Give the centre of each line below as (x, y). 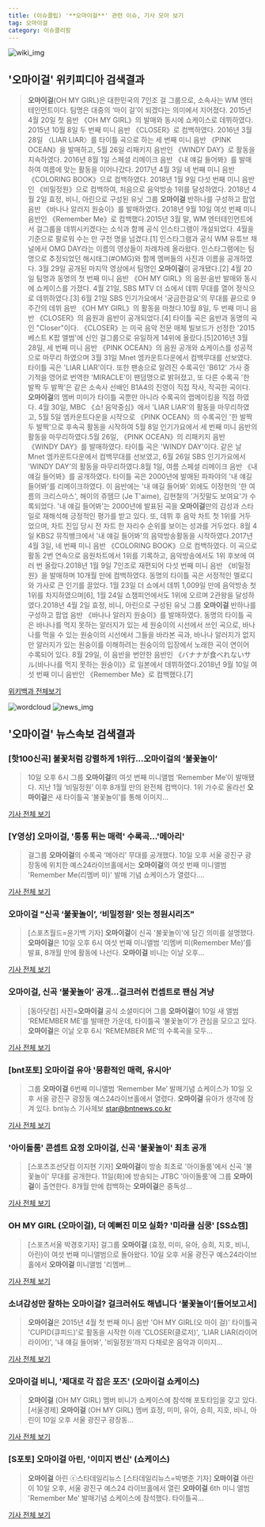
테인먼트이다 (47, 110)
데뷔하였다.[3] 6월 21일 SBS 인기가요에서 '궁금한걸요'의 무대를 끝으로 (143, 299)
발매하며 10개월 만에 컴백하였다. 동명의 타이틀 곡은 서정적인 (140, 576)
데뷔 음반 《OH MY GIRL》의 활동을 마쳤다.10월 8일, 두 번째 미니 (149, 308)
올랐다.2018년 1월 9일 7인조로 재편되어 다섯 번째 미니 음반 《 (138, 565)
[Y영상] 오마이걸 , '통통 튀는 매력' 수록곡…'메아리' (97, 836)
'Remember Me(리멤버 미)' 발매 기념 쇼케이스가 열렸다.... (116, 875)
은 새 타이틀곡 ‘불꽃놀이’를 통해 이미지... (108, 797)
